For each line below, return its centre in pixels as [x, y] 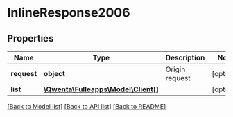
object [55, 74]
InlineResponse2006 [69, 13]
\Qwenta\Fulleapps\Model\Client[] [102, 89]
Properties [31, 38]
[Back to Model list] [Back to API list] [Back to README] [87, 106]
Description [185, 58]
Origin [175, 69]
